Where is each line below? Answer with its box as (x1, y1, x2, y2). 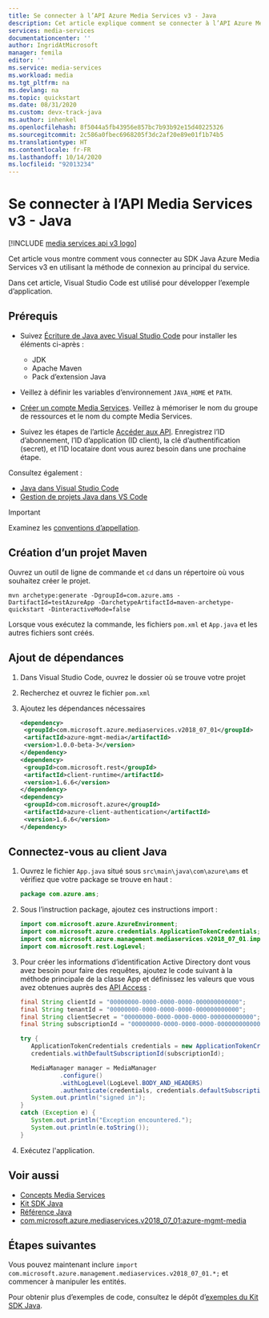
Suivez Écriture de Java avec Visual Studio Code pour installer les (19, 331, 238, 340)
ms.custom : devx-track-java (8, 109, 102, 117)
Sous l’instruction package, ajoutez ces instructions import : (19, 905, 218, 915)
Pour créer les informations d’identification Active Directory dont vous (19, 957, 251, 967)
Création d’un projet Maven (8, 546, 148, 560)
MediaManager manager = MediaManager (30, 1064, 157, 1072)
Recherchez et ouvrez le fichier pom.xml (19, 687, 151, 697)
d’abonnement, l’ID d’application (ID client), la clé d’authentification (19, 435, 241, 445)
